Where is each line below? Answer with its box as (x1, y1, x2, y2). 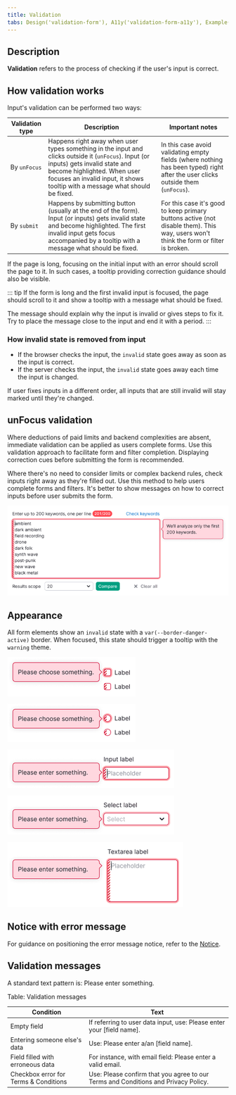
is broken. (161, 244, 190, 253)
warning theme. (7, 643, 51, 651)
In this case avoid (161, 141, 212, 149)
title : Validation (7, 11, 61, 18)
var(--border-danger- (144, 629, 208, 637)
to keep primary (161, 206, 207, 215)
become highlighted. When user (48, 166, 140, 175)
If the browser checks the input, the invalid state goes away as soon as (17, 350, 227, 358)
